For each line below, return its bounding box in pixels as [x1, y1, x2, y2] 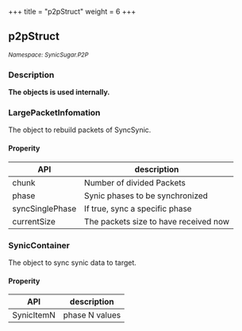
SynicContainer [8, 239, 70, 251]
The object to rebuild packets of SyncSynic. [8, 125, 152, 134]
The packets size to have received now [84, 216, 230, 227]
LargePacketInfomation [8, 107, 101, 119]
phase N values [63, 310, 121, 321]
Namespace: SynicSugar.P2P [8, 51, 89, 59]
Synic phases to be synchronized [84, 190, 209, 201]
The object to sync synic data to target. [8, 258, 137, 267]
